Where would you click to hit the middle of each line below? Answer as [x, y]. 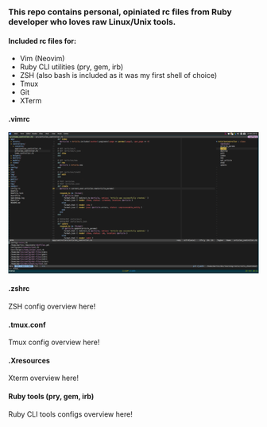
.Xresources [29, 360]
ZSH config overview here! [52, 307]
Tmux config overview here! [54, 342]
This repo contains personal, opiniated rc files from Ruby [120, 12]
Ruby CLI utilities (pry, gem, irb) [72, 67]
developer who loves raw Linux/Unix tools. [92, 21]
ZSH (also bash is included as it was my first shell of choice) [118, 76]
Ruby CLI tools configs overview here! [70, 414]
